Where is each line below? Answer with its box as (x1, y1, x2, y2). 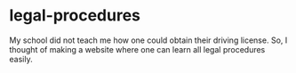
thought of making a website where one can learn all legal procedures (9, 44, 266, 54)
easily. (9, 53, 33, 64)
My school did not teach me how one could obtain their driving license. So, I (9, 35, 288, 45)
